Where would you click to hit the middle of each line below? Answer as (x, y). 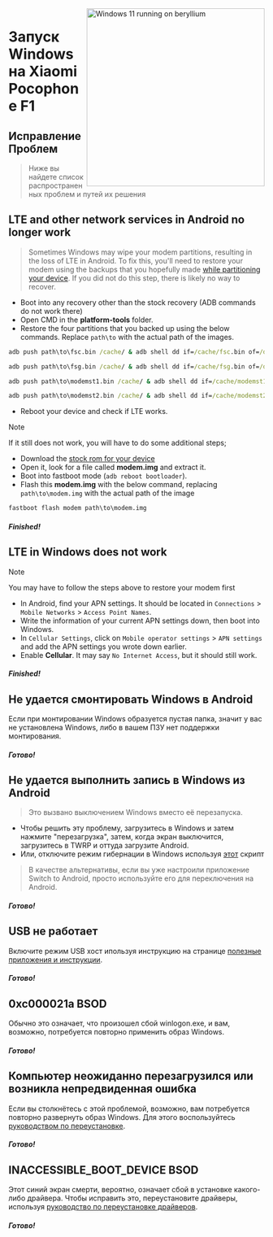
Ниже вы (43, 168)
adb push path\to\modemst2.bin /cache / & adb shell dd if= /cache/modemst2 (138, 396)
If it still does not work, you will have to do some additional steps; (117, 443)
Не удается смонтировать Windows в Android (131, 699)
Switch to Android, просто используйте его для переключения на (141, 878)
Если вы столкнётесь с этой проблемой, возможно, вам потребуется (129, 1109)
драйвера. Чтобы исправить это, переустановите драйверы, (132, 1198)
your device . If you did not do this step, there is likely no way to (134, 278)
